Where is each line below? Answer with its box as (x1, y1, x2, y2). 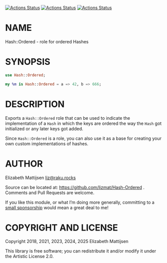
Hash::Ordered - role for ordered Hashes (5, 38, 89, 44)
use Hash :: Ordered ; (5, 72, 46, 77)
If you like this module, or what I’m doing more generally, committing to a (5, 199, 155, 205)
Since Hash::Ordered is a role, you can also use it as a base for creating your (5, 135, 162, 141)
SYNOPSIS (5, 56, 51, 67)
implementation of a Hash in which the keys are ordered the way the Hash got (5, 120, 162, 126)
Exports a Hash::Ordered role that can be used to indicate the (5, 115, 131, 121)
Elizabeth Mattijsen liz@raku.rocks (5, 175, 76, 181)
